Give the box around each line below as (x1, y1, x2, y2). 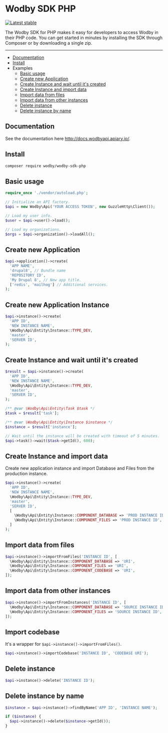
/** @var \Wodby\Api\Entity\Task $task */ (5, 406, 95, 411)
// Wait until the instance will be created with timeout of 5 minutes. (5, 433, 160, 439)
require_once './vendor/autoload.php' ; (5, 191, 88, 196)
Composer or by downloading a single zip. (5, 40, 92, 46)
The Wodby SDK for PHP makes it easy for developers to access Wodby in (5, 29, 158, 35)
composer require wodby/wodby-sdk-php (5, 163, 86, 168)
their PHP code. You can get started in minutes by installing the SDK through (5, 35, 163, 41)
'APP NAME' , (9, 264, 35, 269)
